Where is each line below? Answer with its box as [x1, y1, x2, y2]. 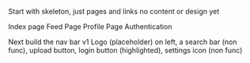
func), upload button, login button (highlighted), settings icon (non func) [8, 46, 243, 54]
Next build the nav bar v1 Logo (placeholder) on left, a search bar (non [8, 37, 237, 46]
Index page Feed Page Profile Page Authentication [8, 22, 172, 31]
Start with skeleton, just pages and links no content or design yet [8, 7, 220, 16]
